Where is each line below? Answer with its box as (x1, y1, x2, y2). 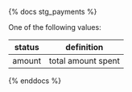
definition (65, 42, 104, 52)
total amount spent (48, 56, 121, 66)
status (14, 42, 39, 52)
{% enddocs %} (8, 76, 62, 86)
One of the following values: (8, 23, 102, 31)
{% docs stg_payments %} (8, 7, 97, 16)
